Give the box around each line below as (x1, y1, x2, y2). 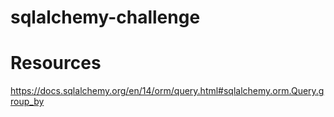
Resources (10, 52, 102, 75)
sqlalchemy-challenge (10, 6, 201, 29)
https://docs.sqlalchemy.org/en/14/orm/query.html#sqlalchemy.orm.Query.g (10, 85, 325, 97)
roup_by (10, 96, 45, 108)
